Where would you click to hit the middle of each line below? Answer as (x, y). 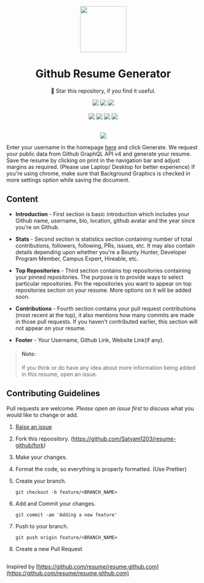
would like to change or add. (42, 415)
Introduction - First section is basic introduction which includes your (102, 214)
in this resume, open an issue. (59, 374)
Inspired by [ (22, 567)
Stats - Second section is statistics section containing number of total (104, 239)
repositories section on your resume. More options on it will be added (103, 290)
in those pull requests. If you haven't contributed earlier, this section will (106, 321)
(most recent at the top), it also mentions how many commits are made (105, 315)
